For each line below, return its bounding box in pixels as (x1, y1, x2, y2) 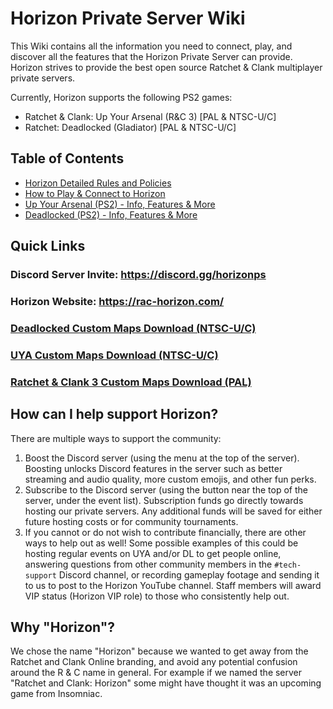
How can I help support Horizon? (10, 406, 219, 423)
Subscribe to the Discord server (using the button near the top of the (24, 483, 308, 496)
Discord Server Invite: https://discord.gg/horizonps (10, 268, 267, 282)
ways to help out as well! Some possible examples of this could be (24, 537, 299, 549)
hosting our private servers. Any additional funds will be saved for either (24, 505, 323, 517)
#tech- (274, 560, 302, 570)
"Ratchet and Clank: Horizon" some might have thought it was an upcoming (10, 677, 322, 689)
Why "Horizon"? (10, 618, 116, 636)
